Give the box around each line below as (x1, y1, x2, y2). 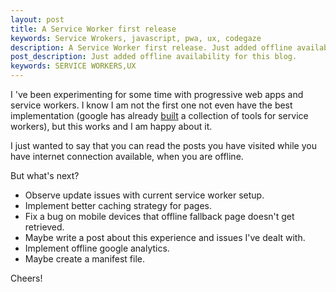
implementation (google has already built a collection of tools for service (10, 110, 309, 121)
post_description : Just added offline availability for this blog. (10, 52, 298, 62)
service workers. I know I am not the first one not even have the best (10, 99, 293, 111)
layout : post (10, 14, 65, 25)
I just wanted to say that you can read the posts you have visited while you (10, 140, 317, 151)
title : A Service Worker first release (10, 24, 177, 34)
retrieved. (24, 221, 65, 233)
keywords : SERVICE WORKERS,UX (10, 61, 137, 71)
